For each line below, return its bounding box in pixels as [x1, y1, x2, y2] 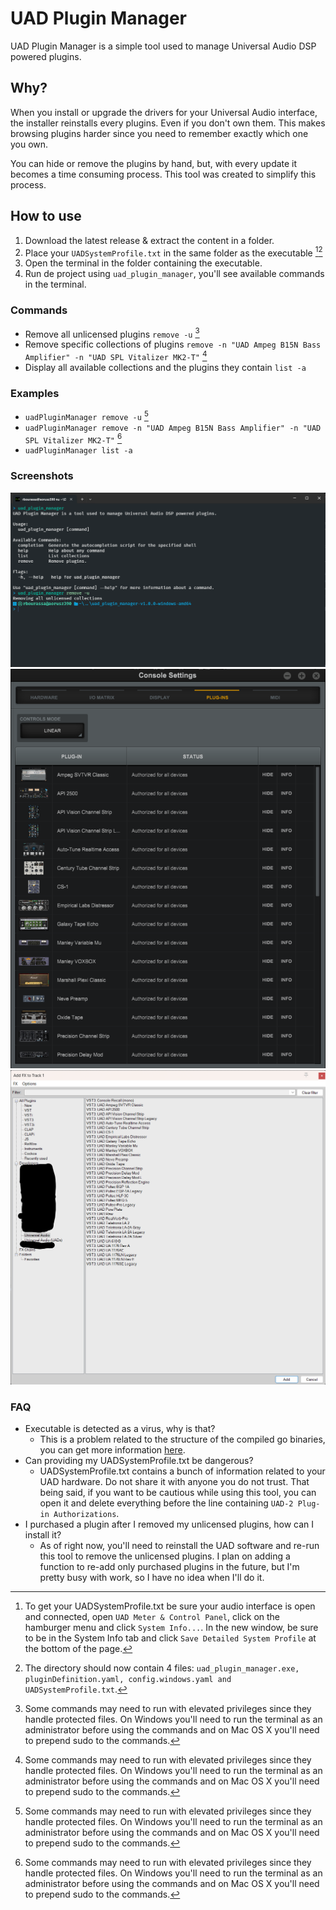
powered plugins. [10, 50, 82, 62]
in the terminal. [24, 278, 87, 291]
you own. [10, 138, 49, 150]
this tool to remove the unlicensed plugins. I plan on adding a [39, 1550, 291, 1562]
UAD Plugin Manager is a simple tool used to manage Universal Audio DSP [10, 40, 317, 52]
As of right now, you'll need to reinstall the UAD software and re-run [39, 1540, 320, 1552]
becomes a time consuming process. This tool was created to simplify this [10, 168, 317, 180]
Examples [10, 386, 60, 400]
